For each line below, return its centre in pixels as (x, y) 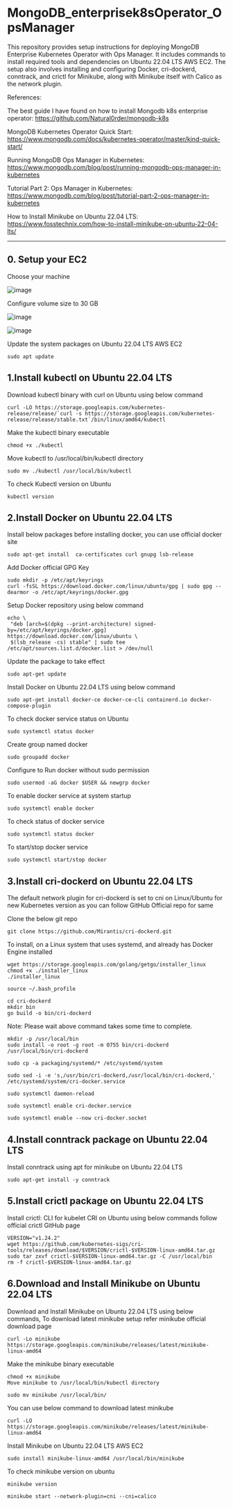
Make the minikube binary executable (61, 1364)
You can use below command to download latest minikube (90, 1408)
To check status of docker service (56, 822)
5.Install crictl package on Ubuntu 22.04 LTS (105, 1201)
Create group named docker (48, 744)
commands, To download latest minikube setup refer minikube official (107, 1318)
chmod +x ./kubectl (35, 445)
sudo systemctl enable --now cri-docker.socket (77, 1118)
